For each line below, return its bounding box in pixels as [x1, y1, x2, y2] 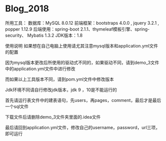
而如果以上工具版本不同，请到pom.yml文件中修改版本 [5, 76, 114, 82]
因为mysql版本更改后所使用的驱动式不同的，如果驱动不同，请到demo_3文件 [5, 59, 160, 65]
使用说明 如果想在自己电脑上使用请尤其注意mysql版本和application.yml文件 [5, 43, 159, 48]
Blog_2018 [5, 3, 50, 14]
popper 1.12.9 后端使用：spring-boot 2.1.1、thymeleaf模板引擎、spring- [5, 26, 150, 32]
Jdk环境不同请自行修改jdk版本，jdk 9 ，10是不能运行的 [5, 87, 117, 93]
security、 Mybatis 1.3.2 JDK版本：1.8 [5, 32, 83, 38]
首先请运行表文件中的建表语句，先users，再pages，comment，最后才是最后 [5, 97, 162, 103]
